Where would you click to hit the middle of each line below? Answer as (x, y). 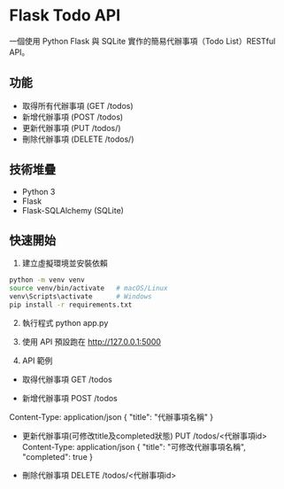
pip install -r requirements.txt (71, 305)
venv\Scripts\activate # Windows (81, 297)
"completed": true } (57, 456)
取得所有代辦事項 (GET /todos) (78, 105)
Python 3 (38, 191)
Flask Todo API (65, 16)
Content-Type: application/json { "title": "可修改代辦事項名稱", (134, 446)
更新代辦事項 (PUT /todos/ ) (71, 128)
